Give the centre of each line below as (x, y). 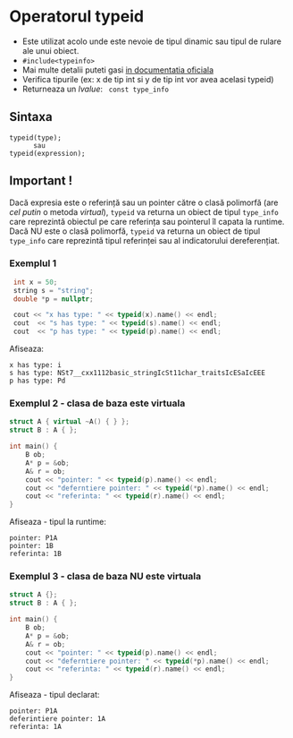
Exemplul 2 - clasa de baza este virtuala (97, 403)
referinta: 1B (36, 554)
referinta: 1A (36, 727)
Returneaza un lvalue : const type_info (96, 89)
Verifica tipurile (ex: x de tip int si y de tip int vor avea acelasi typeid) (148, 79)
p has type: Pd (38, 381)
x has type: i (36, 365)
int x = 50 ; (35, 282)
